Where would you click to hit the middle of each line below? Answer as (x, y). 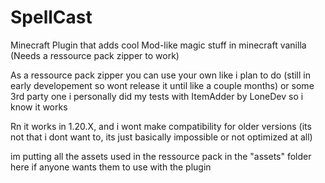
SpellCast (51, 17)
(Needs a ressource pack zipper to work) (95, 55)
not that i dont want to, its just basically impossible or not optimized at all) (161, 137)
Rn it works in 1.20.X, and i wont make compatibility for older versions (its (161, 126)
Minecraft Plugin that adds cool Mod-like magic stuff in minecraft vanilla (158, 45)
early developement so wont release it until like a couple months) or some (162, 85)
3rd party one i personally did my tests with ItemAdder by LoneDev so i (157, 96)
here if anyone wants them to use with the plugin (111, 167)
